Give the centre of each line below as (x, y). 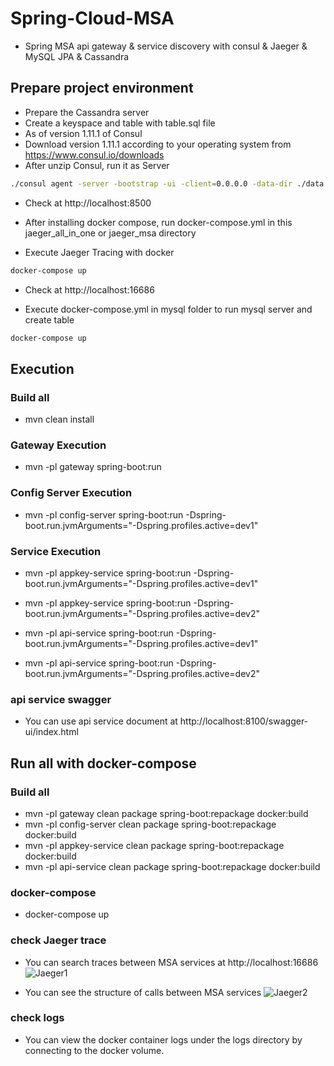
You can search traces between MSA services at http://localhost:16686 (171, 962)
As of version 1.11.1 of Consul (83, 133)
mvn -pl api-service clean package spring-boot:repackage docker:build (172, 866)
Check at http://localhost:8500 (88, 203)
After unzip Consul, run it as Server (97, 165)
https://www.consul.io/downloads (94, 154)
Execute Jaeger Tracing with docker (99, 252)
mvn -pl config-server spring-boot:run (104, 514)
